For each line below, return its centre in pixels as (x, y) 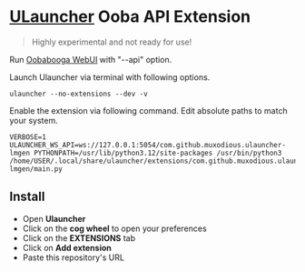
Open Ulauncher (54, 218)
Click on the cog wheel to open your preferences (114, 228)
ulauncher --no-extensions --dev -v (79, 94)
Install (27, 197)
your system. (34, 120)
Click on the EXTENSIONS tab (79, 237)
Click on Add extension (67, 247)
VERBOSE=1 (28, 137)
